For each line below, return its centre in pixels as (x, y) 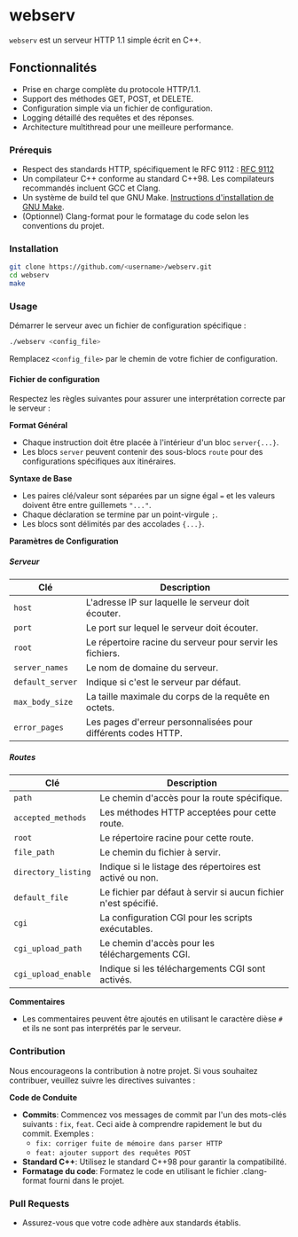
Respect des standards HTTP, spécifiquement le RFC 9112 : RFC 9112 (148, 169)
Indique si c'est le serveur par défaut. (163, 682)
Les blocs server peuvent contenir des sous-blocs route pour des (142, 452)
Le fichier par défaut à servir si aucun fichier (192, 892)
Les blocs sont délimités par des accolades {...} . (113, 524)
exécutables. (126, 929)
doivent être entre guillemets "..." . (86, 505)
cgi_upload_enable (52, 975)
